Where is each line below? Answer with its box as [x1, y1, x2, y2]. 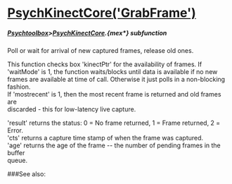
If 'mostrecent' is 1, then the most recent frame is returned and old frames [7, 90, 221, 99]
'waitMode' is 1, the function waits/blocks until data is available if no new [7, 68, 218, 76]
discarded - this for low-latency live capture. [7, 105, 136, 114]
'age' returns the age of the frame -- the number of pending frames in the [7, 141, 221, 149]
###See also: [7, 170, 46, 178]
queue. [7, 157, 28, 165]
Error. [7, 126, 23, 135]
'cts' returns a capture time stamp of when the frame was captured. [7, 134, 204, 142]
